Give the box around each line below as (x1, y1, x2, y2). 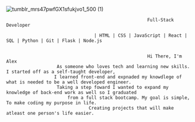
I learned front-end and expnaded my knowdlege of (54, 74, 183, 80)
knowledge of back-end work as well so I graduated (6, 89, 137, 95)
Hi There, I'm (147, 53, 183, 59)
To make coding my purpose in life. (6, 100, 97, 106)
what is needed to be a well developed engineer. (6, 79, 132, 85)
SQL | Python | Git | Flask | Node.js (6, 38, 102, 44)
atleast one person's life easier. (6, 110, 95, 116)
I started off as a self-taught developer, (6, 69, 116, 75)
